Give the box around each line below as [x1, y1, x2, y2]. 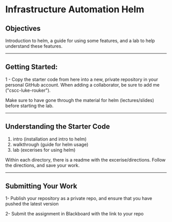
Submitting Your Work [5, 182, 78, 191]
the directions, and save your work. [5, 162, 80, 168]
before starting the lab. [5, 103, 54, 109]
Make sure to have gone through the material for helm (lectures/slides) [5, 97, 155, 103]
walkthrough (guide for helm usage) [12, 141, 89, 147]
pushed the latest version [5, 201, 59, 207]
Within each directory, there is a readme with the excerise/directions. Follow [5, 156, 166, 163]
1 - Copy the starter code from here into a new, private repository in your [5, 76, 158, 83]
